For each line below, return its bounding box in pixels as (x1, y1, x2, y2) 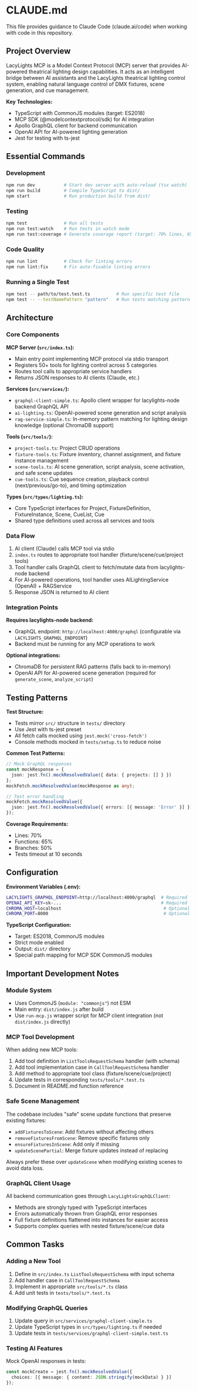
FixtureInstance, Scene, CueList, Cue (14, 511, 104, 518)
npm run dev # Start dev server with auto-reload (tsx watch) (6, 183, 188, 188)
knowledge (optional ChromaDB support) (14, 421, 114, 428)
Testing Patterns (6, 693, 68, 703)
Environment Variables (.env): (6, 883, 81, 890)
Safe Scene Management (6, 1097, 80, 1105)
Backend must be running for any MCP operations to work (14, 640, 155, 647)
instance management (14, 457, 69, 464)
